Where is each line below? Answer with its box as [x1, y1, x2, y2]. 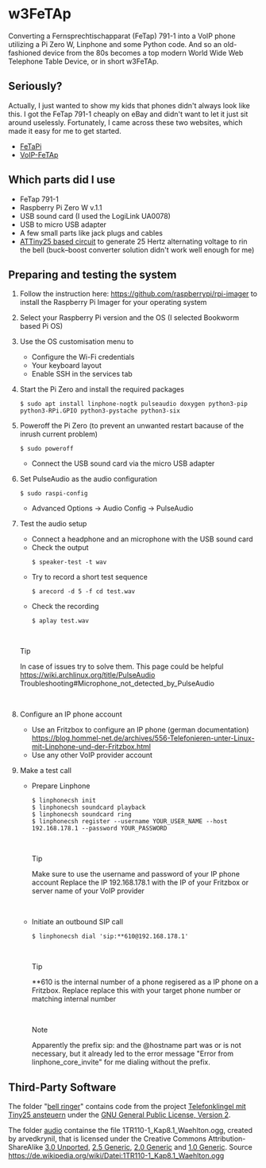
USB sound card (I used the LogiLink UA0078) [19, 211, 171, 221]
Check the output [31, 543, 89, 553]
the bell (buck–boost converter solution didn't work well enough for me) [19, 244, 255, 255]
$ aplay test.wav [31, 617, 90, 625]
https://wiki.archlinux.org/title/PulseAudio [19, 670, 156, 680]
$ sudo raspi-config [19, 490, 88, 498]
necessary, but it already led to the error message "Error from [31, 1049, 234, 1059]
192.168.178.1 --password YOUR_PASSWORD [31, 825, 168, 833]
